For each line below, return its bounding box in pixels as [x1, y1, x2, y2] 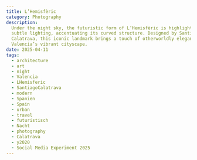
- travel [11, 112, 33, 118]
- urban [11, 107, 30, 113]
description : [6, 19, 38, 25]
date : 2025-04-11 [6, 47, 49, 53]
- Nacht [11, 123, 30, 129]
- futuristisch [11, 118, 49, 124]
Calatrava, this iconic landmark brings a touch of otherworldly [11, 36, 175, 42]
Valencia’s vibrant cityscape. [11, 42, 88, 47]
